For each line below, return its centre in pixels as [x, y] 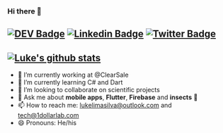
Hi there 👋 [25, 11]
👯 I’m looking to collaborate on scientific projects [89, 90]
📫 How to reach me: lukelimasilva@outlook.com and [95, 106]
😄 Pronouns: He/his [47, 123]
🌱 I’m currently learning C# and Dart [70, 82]
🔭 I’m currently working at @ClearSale [73, 75]
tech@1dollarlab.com [48, 115]
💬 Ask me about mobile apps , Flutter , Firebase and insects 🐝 [108, 97]
